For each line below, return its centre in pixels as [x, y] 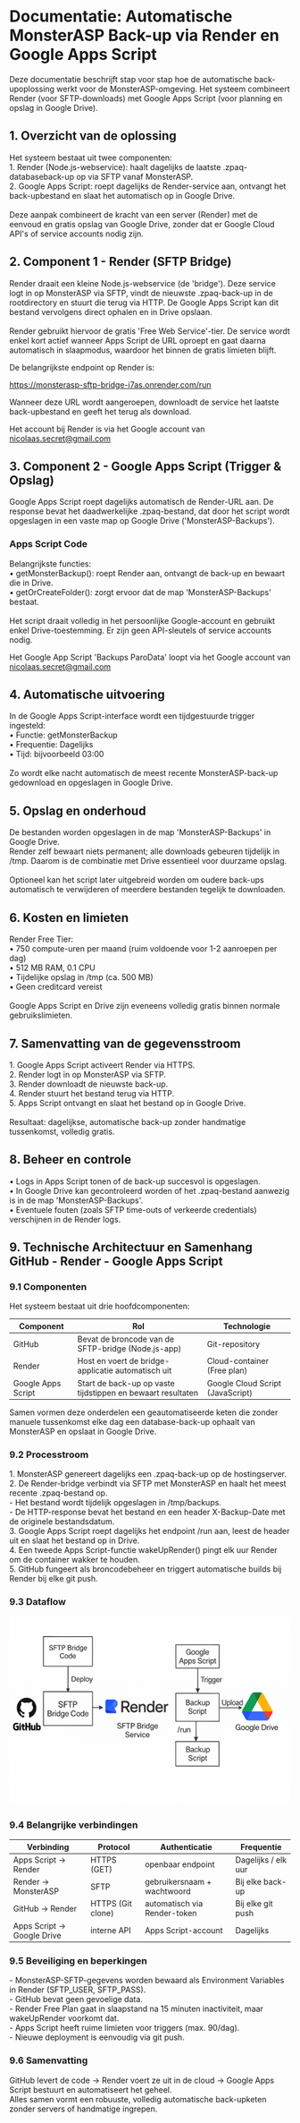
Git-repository [233, 1343]
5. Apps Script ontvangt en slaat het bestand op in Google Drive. [128, 1103]
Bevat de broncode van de [126, 1339]
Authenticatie [186, 1846]
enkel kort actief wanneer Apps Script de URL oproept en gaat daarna [137, 340]
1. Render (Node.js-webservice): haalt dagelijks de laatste [115, 166]
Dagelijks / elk [261, 1860]
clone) [102, 1914]
